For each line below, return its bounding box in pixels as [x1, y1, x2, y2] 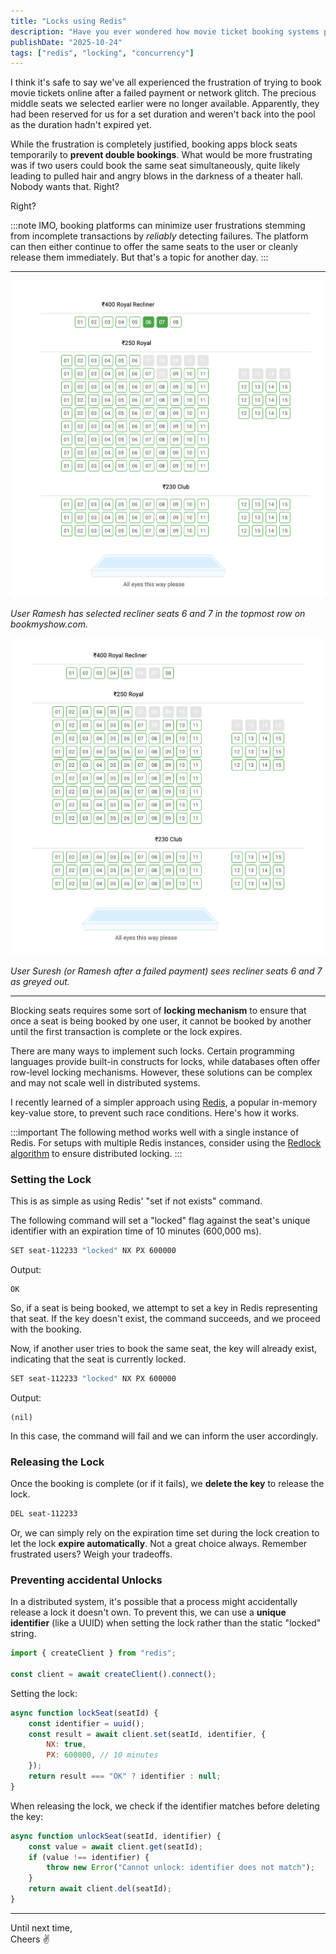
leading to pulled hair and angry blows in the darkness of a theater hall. [10, 170, 304, 182]
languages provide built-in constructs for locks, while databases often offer [10, 1055, 321, 1067]
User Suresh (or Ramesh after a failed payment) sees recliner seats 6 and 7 [10, 965, 323, 977]
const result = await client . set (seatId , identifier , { [28, 1729, 267, 1739]
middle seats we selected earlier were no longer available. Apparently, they [10, 98, 320, 110]
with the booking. [10, 1323, 82, 1335]
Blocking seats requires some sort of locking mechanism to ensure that [10, 1004, 307, 1016]
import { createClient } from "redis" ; [10, 1648, 177, 1659]
